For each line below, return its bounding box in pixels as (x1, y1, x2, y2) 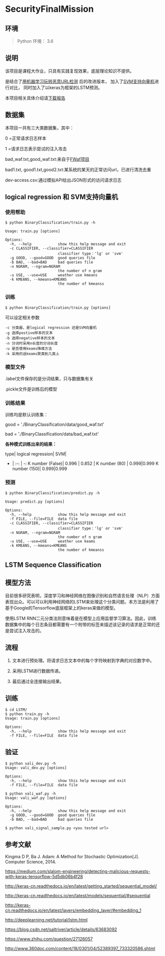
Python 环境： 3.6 (17, 38, 54, 44)
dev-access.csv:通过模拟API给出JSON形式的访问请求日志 (5, 177, 122, 183)
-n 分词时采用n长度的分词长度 (5, 341, 58, 346)
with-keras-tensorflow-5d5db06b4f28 (5, 873, 83, 879)
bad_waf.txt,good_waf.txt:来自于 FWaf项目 (5, 156, 89, 162)
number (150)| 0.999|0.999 (12, 466, 67, 472)
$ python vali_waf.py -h (5, 791, 56, 796)
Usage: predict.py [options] (5, 499, 65, 504)
